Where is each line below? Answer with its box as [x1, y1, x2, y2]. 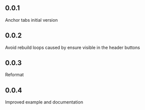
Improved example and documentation [5, 99, 84, 105]
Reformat [5, 72, 24, 78]
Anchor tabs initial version [5, 17, 58, 23]
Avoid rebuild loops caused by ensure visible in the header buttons [5, 44, 140, 50]
